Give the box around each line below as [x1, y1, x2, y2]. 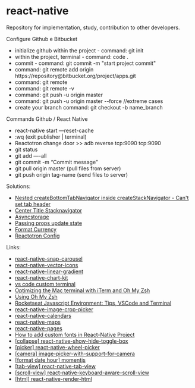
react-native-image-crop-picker [14, 305, 93, 313]
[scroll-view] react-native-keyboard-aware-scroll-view [14, 369, 150, 376]
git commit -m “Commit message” [14, 158, 98, 165]
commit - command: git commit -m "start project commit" [14, 60, 156, 67]
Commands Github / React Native [6, 115, 88, 123]
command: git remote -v [14, 85, 74, 92]
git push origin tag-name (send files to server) [14, 171, 128, 178]
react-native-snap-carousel [14, 255, 83, 262]
